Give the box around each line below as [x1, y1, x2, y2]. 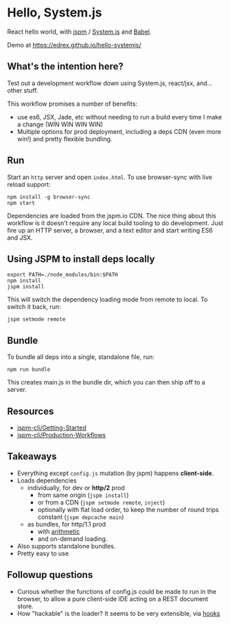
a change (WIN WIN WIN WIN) [16, 120, 104, 128]
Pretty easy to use [16, 549, 69, 557]
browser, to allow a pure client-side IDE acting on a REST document [16, 594, 209, 603]
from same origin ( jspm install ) [37, 491, 129, 499]
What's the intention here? [7, 60, 124, 73]
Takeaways [7, 451, 57, 463]
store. [16, 602, 34, 610]
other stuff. [7, 86, 38, 94]
